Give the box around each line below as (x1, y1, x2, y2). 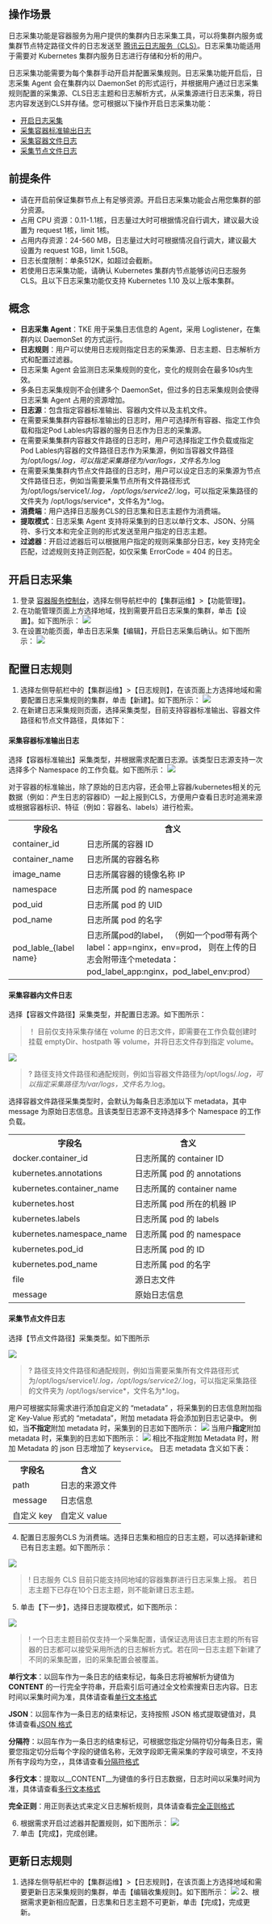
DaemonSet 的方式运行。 (43, 335, 128, 344)
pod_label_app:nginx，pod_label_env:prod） (86, 966, 256, 977)
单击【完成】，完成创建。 (19, 1828, 103, 1838)
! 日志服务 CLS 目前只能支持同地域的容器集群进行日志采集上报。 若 (27, 1575, 250, 1584)
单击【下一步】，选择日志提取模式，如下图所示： (19, 1601, 180, 1611)
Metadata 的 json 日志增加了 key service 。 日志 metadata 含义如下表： (17, 1443, 252, 1453)
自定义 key (12, 1510, 52, 1521)
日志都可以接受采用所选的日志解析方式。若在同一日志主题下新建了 (42, 1644, 262, 1654)
